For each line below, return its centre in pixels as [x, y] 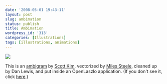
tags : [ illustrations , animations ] [42, 42]
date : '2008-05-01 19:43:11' [36, 10]
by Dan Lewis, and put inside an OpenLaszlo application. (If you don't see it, [84, 71]
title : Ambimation [24, 28]
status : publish [22, 24]
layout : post [19, 14]
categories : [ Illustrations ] [36, 38]
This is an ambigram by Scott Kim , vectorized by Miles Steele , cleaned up [81, 66]
